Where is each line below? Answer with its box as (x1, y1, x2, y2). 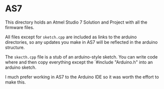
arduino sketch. (5, 64, 37, 70)
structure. (5, 44, 25, 50)
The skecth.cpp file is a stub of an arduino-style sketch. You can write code (5, 54, 158, 59)
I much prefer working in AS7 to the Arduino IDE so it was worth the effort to (5, 74, 159, 80)
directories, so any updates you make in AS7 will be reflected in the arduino (5, 39, 158, 45)
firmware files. (5, 24, 34, 30)
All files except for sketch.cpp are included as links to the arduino (5, 34, 137, 40)
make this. (5, 79, 26, 85)
